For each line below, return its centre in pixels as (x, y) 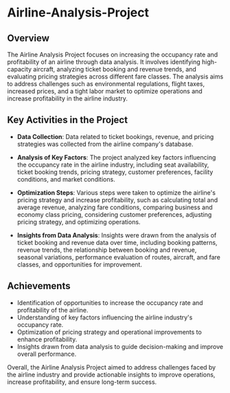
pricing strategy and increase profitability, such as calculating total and (117, 200)
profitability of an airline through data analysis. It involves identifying (104, 62)
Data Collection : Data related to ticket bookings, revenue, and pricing (115, 136)
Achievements (39, 286)
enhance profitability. (47, 339)
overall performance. (47, 354)
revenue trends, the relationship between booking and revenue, (107, 250)
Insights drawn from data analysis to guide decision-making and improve (120, 346)
